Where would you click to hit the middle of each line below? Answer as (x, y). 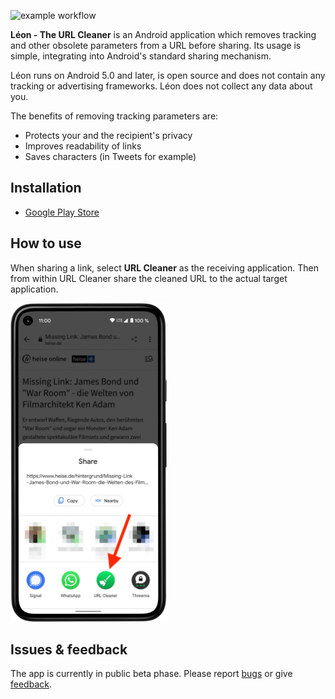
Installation (46, 188)
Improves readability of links (83, 146)
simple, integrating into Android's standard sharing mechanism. (141, 56)
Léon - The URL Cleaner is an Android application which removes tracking (163, 34)
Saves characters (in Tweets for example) (110, 156)
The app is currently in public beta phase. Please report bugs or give (151, 674)
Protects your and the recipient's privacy (108, 135)
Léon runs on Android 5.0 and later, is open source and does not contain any (168, 75)
